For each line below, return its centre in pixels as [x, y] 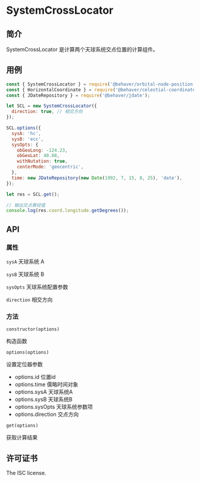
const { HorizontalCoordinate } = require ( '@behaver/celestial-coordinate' [102, 90]
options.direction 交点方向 [47, 414]
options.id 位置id [35, 377]
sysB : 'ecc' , [28, 139]
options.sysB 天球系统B [43, 399]
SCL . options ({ [24, 128]
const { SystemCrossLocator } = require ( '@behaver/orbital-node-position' [101, 84]
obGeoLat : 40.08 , [38, 156]
